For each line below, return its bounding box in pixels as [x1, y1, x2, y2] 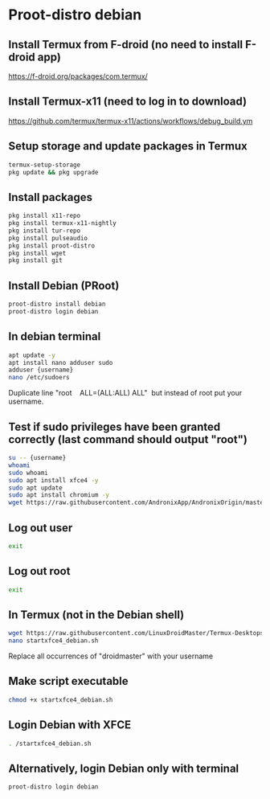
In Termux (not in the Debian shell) [8, 608, 185, 621]
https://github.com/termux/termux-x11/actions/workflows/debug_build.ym [8, 116, 253, 125]
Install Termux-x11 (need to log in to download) [8, 95, 247, 109]
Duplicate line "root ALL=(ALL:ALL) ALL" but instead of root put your [8, 388, 243, 398]
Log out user [8, 521, 73, 535]
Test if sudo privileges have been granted [8, 420, 221, 433]
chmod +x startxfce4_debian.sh [8, 695, 113, 704]
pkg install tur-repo [8, 227, 81, 235]
